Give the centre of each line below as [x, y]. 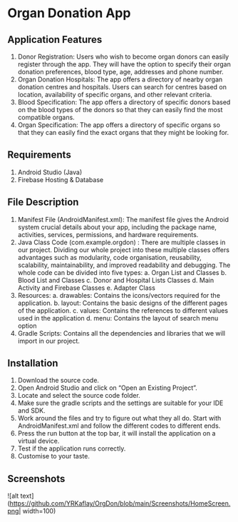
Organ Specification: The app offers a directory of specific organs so [119, 125]
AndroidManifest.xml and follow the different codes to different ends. [119, 426]
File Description [43, 202]
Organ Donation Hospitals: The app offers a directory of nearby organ [120, 79]
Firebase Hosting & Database [61, 179]
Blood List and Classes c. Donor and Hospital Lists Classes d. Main [116, 280]
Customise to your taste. [54, 456]
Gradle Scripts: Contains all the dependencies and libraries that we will [121, 333]
